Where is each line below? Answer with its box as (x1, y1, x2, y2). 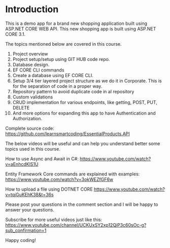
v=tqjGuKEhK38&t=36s (5, 191, 54, 197)
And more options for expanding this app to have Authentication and (12, 110, 156, 116)
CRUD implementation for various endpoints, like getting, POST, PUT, (12, 99, 157, 105)
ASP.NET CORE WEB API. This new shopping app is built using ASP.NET (5, 25, 156, 31)
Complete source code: (5, 125, 54, 131)
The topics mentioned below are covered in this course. (5, 41, 122, 47)
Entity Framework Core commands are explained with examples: (5, 171, 140, 177)
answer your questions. (5, 206, 55, 212)
